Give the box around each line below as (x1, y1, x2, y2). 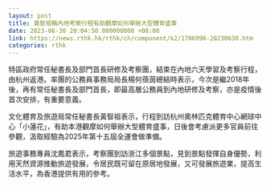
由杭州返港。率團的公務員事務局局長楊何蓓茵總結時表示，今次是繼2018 (8, 75, 243, 84)
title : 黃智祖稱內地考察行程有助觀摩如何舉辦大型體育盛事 (8, 19, 178, 27)
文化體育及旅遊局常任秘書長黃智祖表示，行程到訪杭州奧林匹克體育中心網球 (8, 111, 255, 121)
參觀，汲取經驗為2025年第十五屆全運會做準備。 (8, 131, 167, 141)
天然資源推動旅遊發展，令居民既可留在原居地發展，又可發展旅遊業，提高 (14, 159, 255, 168)
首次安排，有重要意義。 (8, 95, 86, 104)
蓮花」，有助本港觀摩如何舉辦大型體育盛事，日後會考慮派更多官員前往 (29, 122, 259, 131)
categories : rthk (8, 42, 67, 50)
